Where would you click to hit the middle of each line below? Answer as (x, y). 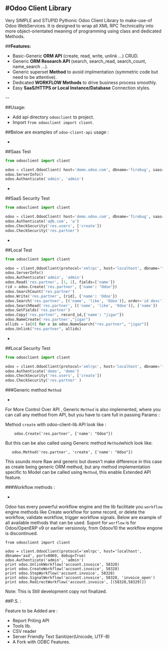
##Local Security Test (28, 348)
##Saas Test (18, 151)
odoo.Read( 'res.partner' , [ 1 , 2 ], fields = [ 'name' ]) (60, 282)
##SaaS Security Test (27, 198)
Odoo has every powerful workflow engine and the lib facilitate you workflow (84, 507)
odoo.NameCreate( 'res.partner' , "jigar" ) (48, 320)
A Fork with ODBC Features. (41, 642)
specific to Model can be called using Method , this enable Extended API (78, 472)
